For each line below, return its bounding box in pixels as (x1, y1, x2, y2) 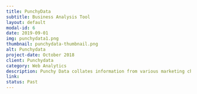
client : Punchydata (6, 57, 54, 63)
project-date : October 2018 (6, 52, 75, 58)
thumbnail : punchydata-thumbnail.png (6, 41, 98, 47)
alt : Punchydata (6, 47, 46, 53)
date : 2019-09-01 (6, 30, 49, 36)
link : (6, 74, 19, 79)
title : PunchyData (6, 8, 51, 15)
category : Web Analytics (6, 62, 67, 69)
